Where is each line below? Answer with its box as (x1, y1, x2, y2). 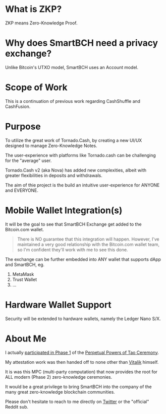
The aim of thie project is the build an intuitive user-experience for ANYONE (5, 182, 160, 188)
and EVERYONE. (5, 187, 39, 193)
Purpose (5, 121, 41, 132)
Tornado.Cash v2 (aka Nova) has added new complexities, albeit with (5, 167, 147, 173)
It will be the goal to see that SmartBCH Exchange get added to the (5, 221, 142, 227)
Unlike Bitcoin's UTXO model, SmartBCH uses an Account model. (5, 64, 139, 70)
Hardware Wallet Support (5, 299, 111, 310)
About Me (5, 333, 47, 344)
